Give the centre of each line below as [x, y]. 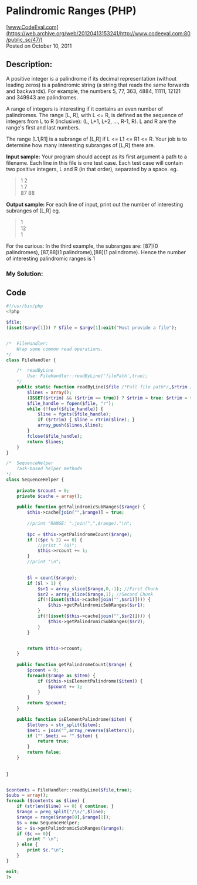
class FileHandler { [31, 360]
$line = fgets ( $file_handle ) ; [74, 414]
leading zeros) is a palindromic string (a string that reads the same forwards [98, 85]
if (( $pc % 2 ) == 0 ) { [55, 540]
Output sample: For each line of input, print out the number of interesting [95, 204]
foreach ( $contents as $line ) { [45, 801]
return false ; [44, 752]
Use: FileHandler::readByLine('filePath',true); [88, 376]
